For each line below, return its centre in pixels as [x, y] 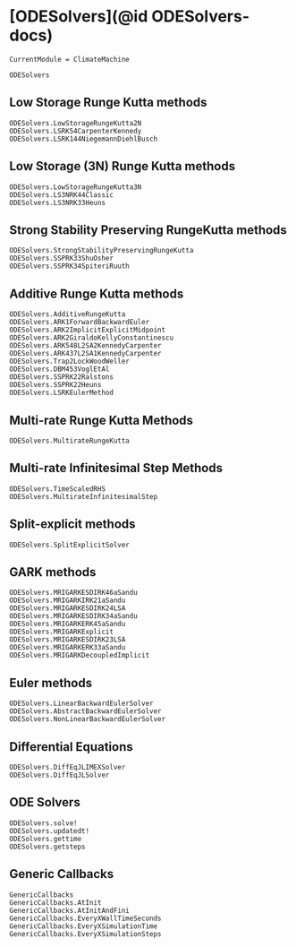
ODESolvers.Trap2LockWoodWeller [69, 362]
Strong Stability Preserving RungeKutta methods [148, 230]
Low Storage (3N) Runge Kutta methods [122, 166]
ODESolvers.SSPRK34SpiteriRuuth [69, 266]
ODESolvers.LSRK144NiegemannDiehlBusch [84, 139]
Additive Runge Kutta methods [97, 293]
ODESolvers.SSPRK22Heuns [55, 385]
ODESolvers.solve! [43, 823]
